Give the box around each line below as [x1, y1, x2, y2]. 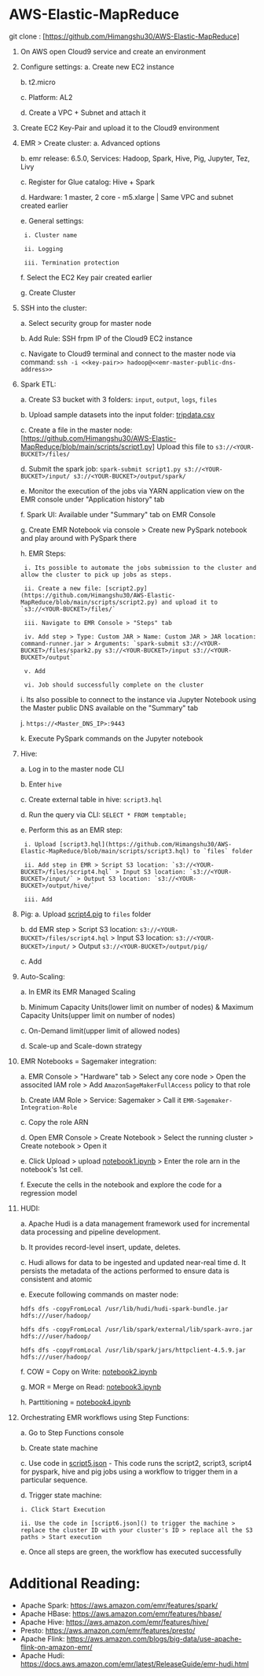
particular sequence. [20, 1474, 88, 1485]
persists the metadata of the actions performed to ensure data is [20, 1266, 230, 1275]
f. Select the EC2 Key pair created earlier [20, 272, 152, 282]
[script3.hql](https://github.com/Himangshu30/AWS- [59, 840, 233, 848]
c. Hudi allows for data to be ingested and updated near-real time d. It [20, 1257, 247, 1267]
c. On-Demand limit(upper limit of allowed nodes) [20, 1026, 181, 1035]
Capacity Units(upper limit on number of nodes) [20, 1010, 176, 1020]
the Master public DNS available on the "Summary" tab [20, 703, 199, 712]
